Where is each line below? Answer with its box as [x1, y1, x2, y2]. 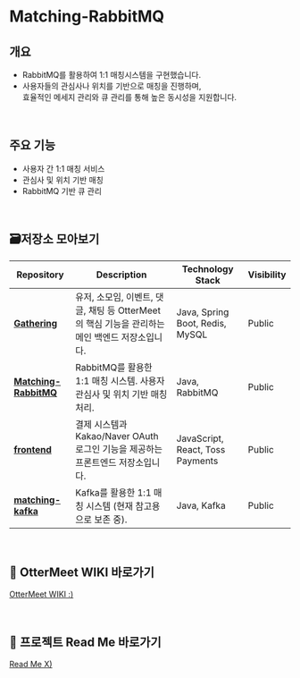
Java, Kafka [176, 499, 226, 512]
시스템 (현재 [86, 499, 134, 512]
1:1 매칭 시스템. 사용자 [75, 374, 165, 386]
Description [96, 268, 147, 281]
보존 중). [94, 513, 128, 525]
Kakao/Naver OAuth [75, 429, 159, 442]
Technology [181, 262, 234, 275]
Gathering [13, 317, 58, 329]
